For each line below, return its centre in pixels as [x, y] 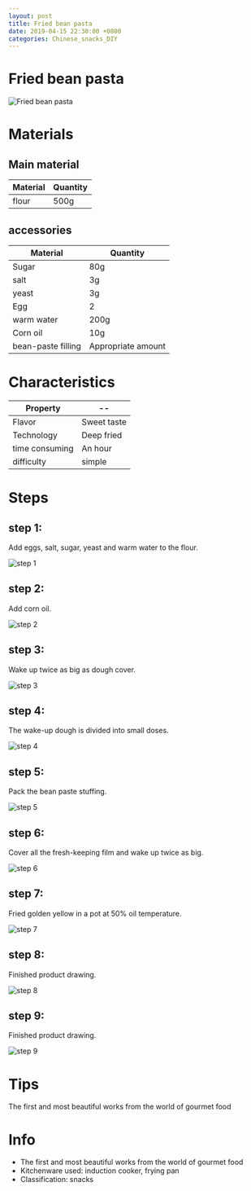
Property [43, 408]
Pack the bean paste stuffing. [58, 792]
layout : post [30, 16]
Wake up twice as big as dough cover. [72, 670]
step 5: [26, 772]
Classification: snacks [57, 1180]
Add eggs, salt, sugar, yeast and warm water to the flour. [104, 547]
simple [94, 461]
